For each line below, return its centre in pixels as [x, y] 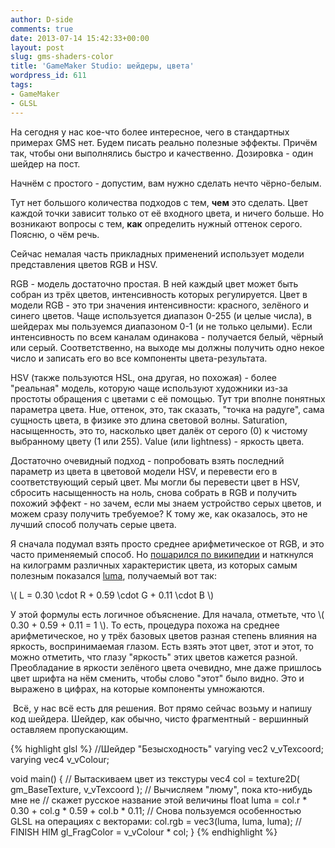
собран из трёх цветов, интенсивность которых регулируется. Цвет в [159, 294]
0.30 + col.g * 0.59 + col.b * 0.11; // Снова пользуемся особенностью [156, 810]
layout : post [37, 47]
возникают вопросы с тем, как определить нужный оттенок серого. [156, 223]
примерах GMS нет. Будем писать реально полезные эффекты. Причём [164, 142]
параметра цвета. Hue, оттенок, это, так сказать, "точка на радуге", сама [167, 409]
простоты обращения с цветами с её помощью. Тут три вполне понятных [168, 398]
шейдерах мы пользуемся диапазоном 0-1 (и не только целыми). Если [161, 326]
